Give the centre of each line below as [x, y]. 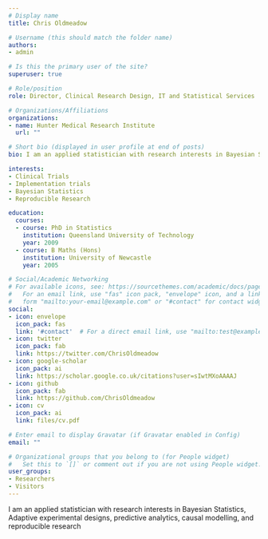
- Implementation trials [49, 184]
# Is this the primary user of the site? [78, 67]
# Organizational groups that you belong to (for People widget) [119, 457]
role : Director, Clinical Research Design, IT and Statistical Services [132, 96]
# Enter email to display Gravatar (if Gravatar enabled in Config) [124, 435]
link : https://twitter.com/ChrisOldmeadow [87, 354]
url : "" [28, 133]
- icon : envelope [37, 316]
